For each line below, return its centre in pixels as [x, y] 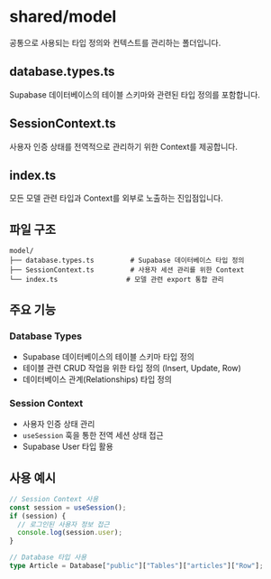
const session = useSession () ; [68, 508]
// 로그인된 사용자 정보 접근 [63, 524]
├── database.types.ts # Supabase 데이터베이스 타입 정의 [127, 261]
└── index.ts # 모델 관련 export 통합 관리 [117, 280]
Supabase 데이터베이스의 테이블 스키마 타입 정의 [108, 356]
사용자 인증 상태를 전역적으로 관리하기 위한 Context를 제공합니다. [124, 146]
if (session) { [38, 516]
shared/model [63, 17]
